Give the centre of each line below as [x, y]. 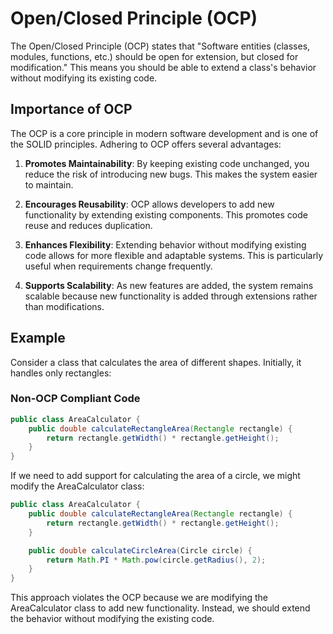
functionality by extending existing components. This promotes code [166, 214]
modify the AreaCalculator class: [77, 486]
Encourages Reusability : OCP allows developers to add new [149, 204]
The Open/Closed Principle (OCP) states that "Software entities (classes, [160, 46]
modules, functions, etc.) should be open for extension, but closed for [154, 56]
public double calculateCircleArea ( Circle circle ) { [140, 550]
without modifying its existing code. [84, 78]
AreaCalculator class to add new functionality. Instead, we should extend [160, 608]
